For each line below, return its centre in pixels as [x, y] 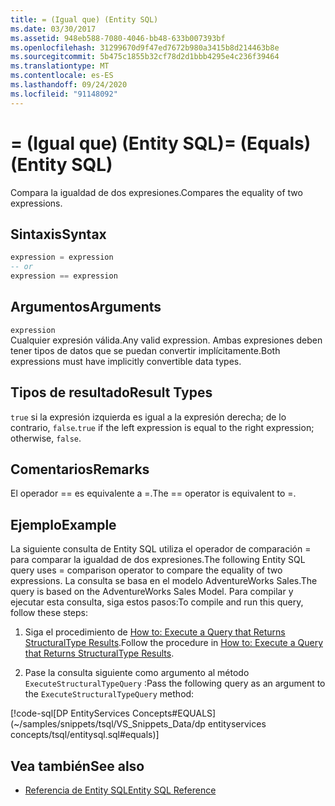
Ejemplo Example [63, 524]
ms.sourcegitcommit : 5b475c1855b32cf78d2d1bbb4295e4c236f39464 [145, 57]
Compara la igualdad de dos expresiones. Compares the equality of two [156, 192]
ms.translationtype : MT [60, 66]
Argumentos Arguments [86, 307]
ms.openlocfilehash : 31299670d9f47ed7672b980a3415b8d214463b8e [145, 47]
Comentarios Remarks [80, 469]
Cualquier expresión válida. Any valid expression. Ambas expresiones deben [166, 340]
